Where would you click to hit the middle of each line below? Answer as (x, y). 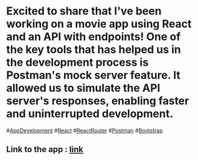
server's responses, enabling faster (98, 101)
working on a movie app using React (99, 24)
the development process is (78, 62)
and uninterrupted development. (90, 114)
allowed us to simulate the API (83, 88)
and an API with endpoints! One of (94, 37)
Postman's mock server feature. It (94, 75)
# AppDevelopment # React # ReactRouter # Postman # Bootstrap (85, 130)
